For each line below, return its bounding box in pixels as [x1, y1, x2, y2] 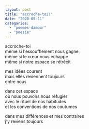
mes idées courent [5, 68, 43, 74]
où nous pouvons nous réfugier [5, 93, 68, 99]
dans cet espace [5, 88, 38, 94]
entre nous [5, 79, 27, 85]
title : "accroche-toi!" [5, 12, 53, 17]
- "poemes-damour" [9, 25, 47, 30]
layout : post [5, 7, 31, 12]
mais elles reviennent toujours [5, 74, 65, 79]
